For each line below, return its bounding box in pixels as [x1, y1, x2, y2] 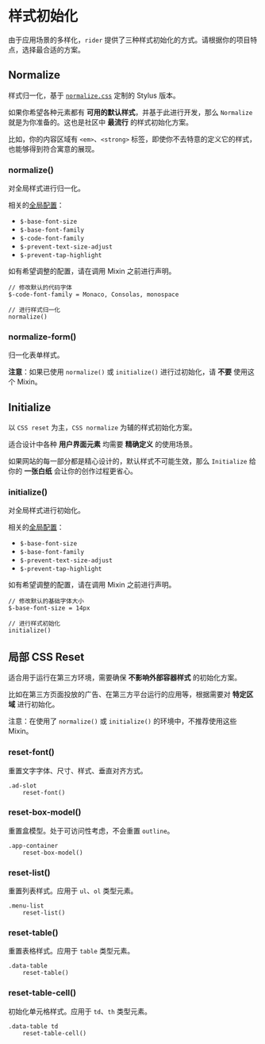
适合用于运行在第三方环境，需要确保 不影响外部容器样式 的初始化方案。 [8, 672, 242, 683]
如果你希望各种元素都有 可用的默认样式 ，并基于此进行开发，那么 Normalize [8, 107, 253, 117]
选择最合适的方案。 [21, 44, 85, 54]
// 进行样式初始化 [8, 620, 61, 628]
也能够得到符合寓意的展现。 [8, 144, 99, 153]
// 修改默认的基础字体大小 [8, 597, 85, 606]
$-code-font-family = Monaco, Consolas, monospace [8, 291, 179, 299]
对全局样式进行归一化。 [8, 183, 85, 193]
